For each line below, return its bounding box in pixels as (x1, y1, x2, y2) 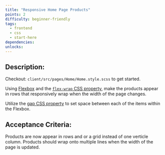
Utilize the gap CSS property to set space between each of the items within (5, 101, 160, 107)
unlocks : (5, 44, 23, 49)
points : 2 (5, 12, 26, 17)
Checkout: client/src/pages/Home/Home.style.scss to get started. (5, 76, 141, 82)
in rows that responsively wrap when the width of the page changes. (5, 91, 146, 97)
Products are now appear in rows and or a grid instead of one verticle (5, 134, 148, 140)
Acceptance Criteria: (5, 120, 71, 129)
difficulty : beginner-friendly (5, 16, 70, 21)
